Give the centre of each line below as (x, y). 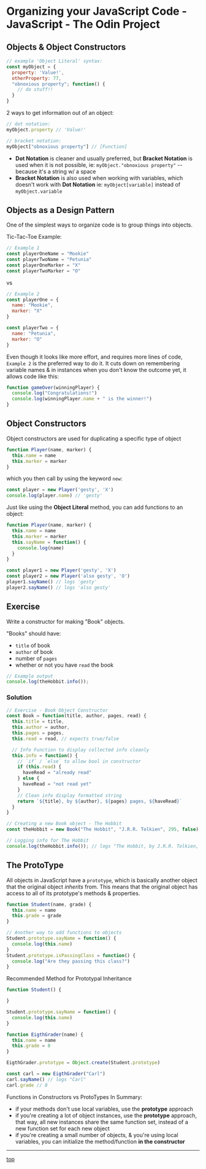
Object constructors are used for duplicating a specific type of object (94, 438)
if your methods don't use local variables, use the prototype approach (104, 1109)
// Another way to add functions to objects (64, 933)
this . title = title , (38, 722)
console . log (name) (41, 548)
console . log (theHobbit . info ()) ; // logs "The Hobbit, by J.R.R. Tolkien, (103, 846)
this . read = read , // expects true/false (66, 739)
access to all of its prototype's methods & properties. (73, 893)
